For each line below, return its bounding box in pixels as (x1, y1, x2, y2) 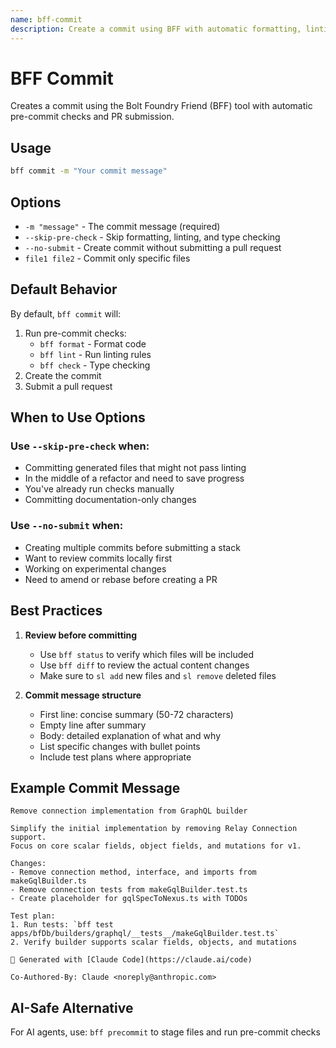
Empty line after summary (39, 719, 147, 731)
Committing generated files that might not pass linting (24, 462, 247, 474)
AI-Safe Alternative (10, 999, 134, 1016)
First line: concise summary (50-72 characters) (39, 708, 234, 720)
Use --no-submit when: (10, 519, 124, 533)
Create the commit (24, 369, 102, 381)
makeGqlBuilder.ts (10, 876, 87, 886)
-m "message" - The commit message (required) (24, 220, 221, 232)
